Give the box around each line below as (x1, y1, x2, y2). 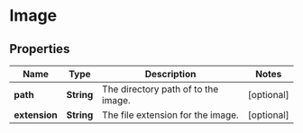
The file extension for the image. (102, 109, 239, 121)
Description (144, 68, 197, 80)
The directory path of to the (102, 83, 219, 95)
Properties (9, 41, 70, 57)
